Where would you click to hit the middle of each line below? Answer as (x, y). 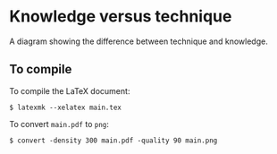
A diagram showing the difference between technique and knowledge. (138, 41)
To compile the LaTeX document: (70, 90)
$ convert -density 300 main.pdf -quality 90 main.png (113, 141)
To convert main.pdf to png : (59, 124)
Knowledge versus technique (121, 17)
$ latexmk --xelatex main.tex (66, 107)
